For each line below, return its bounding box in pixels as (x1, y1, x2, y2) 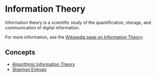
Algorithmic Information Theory (12, 61, 75, 67)
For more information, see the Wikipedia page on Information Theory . (5, 34, 144, 40)
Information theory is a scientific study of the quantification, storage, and (5, 19, 152, 25)
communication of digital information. (5, 24, 80, 30)
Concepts (5, 48, 35, 57)
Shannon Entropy (12, 66, 47, 72)
